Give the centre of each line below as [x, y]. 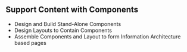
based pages [30, 43]
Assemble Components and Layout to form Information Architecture [97, 36]
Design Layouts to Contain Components [63, 30]
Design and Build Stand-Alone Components [68, 24]
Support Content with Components [72, 10]
